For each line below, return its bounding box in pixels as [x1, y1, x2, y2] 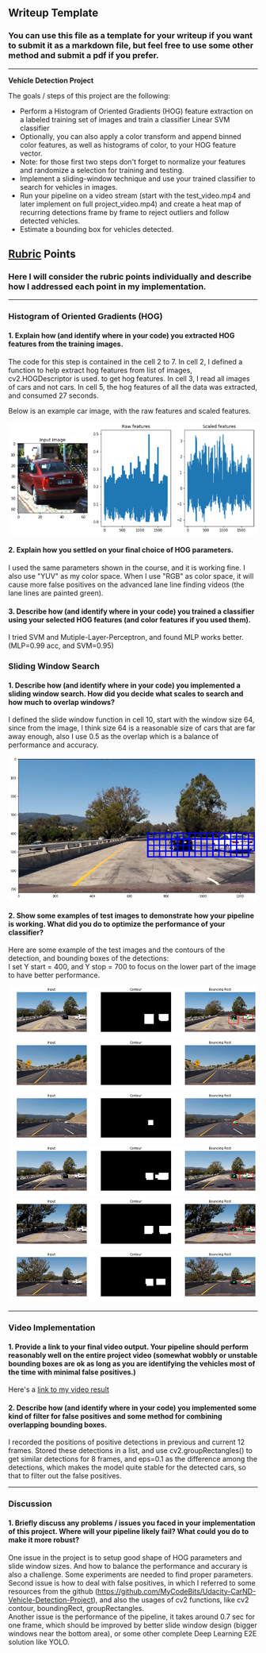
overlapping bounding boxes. [8, 1420, 108, 1429]
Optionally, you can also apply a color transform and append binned [19, 131, 241, 141]
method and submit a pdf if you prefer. [8, 50, 160, 61]
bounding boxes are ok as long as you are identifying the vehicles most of [8, 1358, 256, 1368]
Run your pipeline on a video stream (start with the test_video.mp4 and [19, 191, 251, 200]
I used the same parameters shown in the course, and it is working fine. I [8, 563, 245, 572]
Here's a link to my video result [8, 1385, 109, 1394]
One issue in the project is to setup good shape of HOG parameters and [8, 1552, 242, 1562]
